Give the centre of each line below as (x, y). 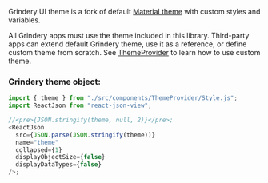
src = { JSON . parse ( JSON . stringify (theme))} (86, 135)
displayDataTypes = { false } (59, 165)
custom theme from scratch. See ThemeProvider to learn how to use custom (134, 52)
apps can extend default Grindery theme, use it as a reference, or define (128, 44)
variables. (24, 20)
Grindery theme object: (55, 82)
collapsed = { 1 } (39, 150)
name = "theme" (37, 142)
